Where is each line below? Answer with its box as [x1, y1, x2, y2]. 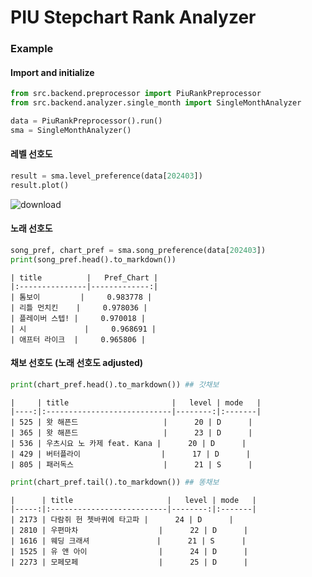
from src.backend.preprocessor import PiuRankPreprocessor [10, 89, 262, 99]
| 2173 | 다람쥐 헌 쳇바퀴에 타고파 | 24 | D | [10, 514, 234, 525]
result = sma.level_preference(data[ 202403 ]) [10, 171, 203, 181]
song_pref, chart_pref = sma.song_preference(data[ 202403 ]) [10, 245, 267, 255]
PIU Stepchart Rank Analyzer [10, 6, 257, 29]
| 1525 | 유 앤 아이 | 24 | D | [10, 546, 249, 556]
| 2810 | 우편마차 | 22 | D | [10, 525, 249, 535]
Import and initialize [10, 66, 95, 78]
